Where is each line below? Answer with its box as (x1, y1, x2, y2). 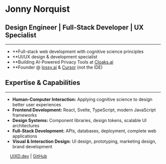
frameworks (12, 112, 37, 118)
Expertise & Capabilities (5, 79, 81, 87)
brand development (12, 143, 53, 149)
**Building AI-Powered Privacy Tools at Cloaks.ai (12, 59, 114, 65)
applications (12, 133, 38, 139)
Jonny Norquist (5, 3, 70, 15)
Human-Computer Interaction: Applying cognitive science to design (12, 96, 153, 102)
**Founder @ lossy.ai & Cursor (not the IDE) (12, 64, 103, 70)
